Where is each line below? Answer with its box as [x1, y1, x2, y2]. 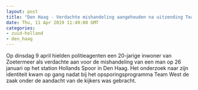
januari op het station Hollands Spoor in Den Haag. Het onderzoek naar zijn [6, 65, 189, 71]
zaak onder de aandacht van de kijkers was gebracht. [6, 77, 137, 84]
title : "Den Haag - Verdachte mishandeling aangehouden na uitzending [6, 14, 183, 20]
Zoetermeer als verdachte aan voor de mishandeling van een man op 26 [6, 58, 181, 65]
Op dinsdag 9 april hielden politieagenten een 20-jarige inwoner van [6, 52, 172, 59]
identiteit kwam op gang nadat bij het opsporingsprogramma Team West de [6, 71, 190, 78]
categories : [6, 25, 35, 31]
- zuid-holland [6, 31, 44, 36]
